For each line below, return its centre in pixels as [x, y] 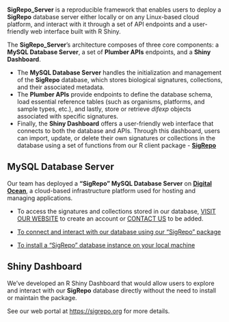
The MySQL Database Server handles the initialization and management [119, 73]
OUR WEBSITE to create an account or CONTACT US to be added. [110, 219]
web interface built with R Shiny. [76, 32]
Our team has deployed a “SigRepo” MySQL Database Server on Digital [109, 183]
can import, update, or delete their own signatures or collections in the [116, 138]
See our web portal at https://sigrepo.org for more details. [89, 311]
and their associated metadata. [60, 87]
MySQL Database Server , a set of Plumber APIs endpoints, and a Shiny [109, 52]
